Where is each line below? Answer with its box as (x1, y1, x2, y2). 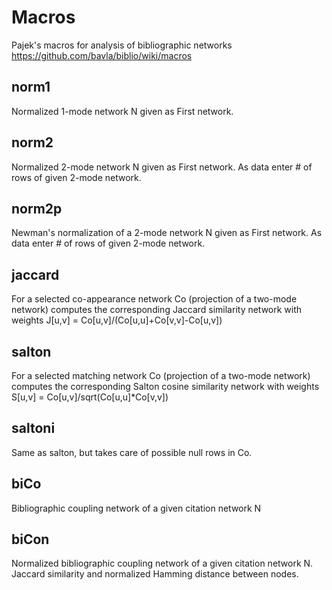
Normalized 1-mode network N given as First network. (11, 105, 234, 117)
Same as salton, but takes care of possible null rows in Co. (11, 446, 253, 458)
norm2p (11, 200, 63, 217)
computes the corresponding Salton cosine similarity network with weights (11, 381, 320, 392)
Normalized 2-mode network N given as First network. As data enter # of (11, 161, 313, 173)
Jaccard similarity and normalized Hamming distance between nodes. (11, 568, 299, 580)
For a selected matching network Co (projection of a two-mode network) (11, 370, 311, 381)
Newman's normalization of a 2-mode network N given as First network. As (11, 227, 323, 239)
